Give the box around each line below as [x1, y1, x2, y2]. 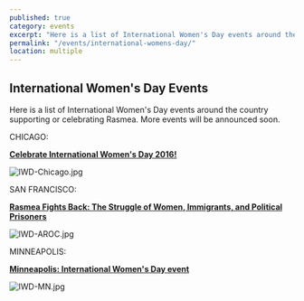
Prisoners [9, 211, 47, 221]
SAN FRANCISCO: [9, 183, 77, 194]
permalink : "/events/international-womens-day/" [9, 38, 196, 48]
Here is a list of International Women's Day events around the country [9, 104, 269, 115]
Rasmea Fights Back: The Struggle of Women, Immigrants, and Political [9, 201, 283, 212]
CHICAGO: [9, 131, 49, 142]
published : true [9, 13, 71, 23]
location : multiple [9, 47, 83, 56]
